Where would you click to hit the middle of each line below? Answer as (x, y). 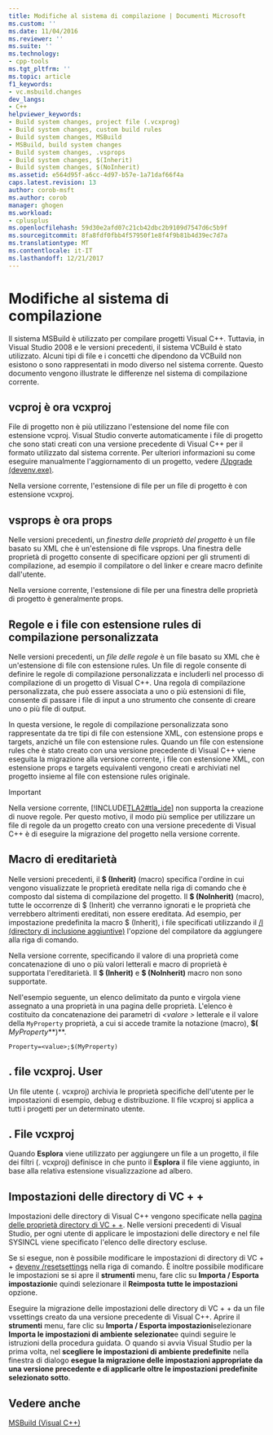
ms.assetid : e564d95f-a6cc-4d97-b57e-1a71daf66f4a (96, 175)
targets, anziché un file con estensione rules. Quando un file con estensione (136, 742)
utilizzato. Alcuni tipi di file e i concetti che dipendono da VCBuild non (125, 356)
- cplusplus (29, 221)
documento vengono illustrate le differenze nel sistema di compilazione (128, 373)
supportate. (28, 981)
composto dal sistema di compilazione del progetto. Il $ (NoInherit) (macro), (136, 896)
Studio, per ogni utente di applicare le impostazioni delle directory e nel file (134, 1234)
